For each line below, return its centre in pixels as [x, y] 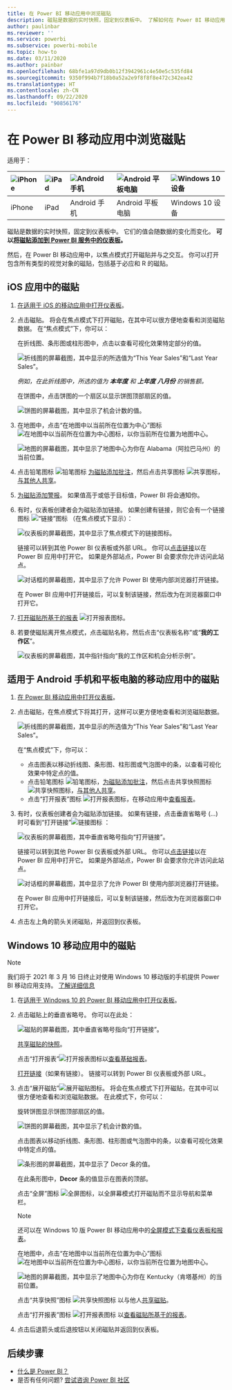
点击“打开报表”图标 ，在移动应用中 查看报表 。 [113, 799]
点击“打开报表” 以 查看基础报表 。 [84, 1059]
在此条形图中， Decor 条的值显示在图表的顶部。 [84, 1179]
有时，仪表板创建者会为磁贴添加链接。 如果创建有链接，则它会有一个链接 [121, 510]
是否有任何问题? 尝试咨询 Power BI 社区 [73, 1380]
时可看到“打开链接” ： [64, 822]
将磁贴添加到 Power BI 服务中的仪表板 [67, 240]
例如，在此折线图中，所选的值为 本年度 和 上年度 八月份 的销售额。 [112, 381]
